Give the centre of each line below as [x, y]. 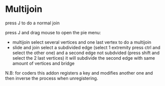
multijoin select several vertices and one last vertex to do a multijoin [82, 42]
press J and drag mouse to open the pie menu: [53, 32]
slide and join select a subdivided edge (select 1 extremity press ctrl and [86, 47]
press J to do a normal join [32, 23]
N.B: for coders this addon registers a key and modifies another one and [79, 73]
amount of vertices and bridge [43, 63]
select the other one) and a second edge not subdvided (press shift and [86, 53]
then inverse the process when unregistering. [52, 78]
